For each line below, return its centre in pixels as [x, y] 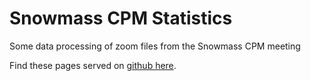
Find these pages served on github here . [93, 65]
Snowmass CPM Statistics [121, 18]
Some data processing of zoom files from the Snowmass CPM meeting [155, 46]
